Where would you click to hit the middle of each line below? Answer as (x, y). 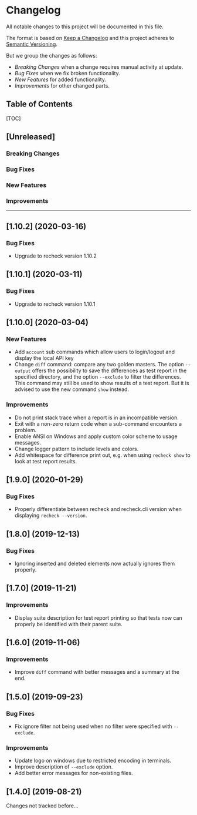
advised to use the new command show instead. (72, 389)
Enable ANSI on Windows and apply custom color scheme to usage (96, 436)
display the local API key (44, 358)
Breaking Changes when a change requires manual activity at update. (99, 67)
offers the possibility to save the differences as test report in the (109, 370)
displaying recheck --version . (51, 516)
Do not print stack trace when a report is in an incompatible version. (96, 417)
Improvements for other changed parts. (62, 85)
